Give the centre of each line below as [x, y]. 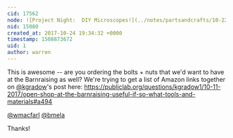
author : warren [29, 53]
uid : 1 [17, 46]
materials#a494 [30, 101]
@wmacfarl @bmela [36, 114]
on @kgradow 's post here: [45, 87]
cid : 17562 [23, 14]
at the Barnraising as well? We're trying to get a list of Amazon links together [116, 79]
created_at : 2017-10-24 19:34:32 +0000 [65, 33]
